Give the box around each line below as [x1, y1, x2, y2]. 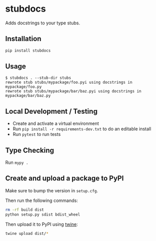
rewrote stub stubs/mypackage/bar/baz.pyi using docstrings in [5, 89, 142, 94]
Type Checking [5, 146, 54, 155]
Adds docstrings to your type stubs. [5, 20, 80, 26]
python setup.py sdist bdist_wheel [5, 212, 81, 217]
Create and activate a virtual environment [12, 120, 99, 127]
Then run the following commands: [5, 197, 79, 203]
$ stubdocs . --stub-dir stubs [5, 76, 71, 81]
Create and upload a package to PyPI [5, 174, 124, 183]
